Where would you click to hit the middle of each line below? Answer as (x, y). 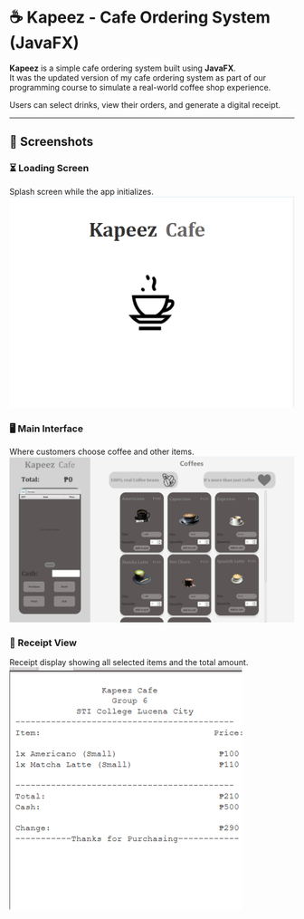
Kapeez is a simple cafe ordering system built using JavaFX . (123, 68)
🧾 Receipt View (43, 643)
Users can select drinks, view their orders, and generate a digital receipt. (145, 104)
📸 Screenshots (52, 142)
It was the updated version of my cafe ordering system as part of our (138, 77)
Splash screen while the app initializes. (81, 191)
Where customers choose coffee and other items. (102, 451)
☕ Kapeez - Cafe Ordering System (140, 18)
